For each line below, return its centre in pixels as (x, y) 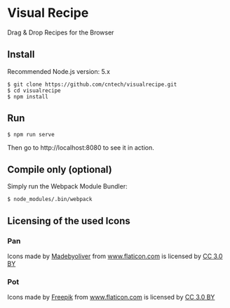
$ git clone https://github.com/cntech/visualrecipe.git (92, 84)
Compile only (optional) (60, 169)
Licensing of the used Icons (69, 220)
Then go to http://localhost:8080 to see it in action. (81, 147)
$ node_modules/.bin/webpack (50, 199)
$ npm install (28, 96)
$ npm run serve (31, 134)
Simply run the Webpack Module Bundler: (67, 186)
